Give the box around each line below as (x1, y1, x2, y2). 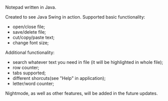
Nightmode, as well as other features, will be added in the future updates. (5, 90, 158, 96)
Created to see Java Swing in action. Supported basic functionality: (5, 14, 145, 20)
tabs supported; (12, 70, 46, 76)
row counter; (12, 65, 39, 70)
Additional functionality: (5, 50, 54, 55)
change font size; (12, 40, 49, 46)
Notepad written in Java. (5, 5, 57, 10)
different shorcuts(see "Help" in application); (12, 75, 106, 81)
